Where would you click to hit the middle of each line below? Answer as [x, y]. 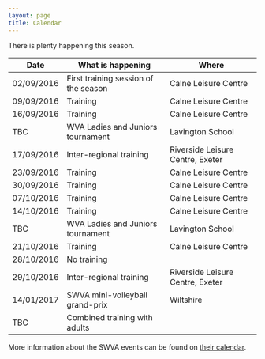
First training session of [110, 78]
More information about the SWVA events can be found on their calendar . [127, 347]
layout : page [30, 15]
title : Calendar [35, 23]
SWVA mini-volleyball [107, 295]
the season [87, 88]
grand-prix [87, 304]
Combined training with [110, 317]
